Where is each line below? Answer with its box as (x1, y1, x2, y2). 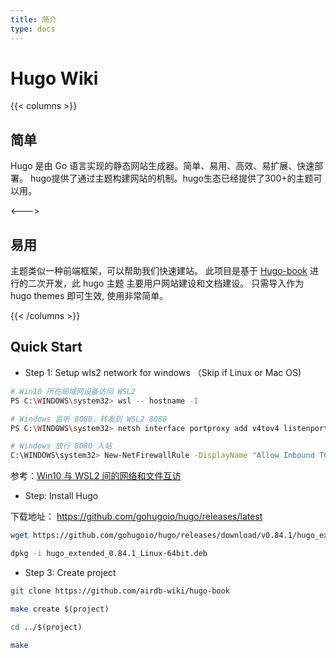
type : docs (10, 24, 56, 34)
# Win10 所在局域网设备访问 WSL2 (10, 386, 137, 396)
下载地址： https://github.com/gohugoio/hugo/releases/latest (10, 511, 263, 523)
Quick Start (10, 339, 83, 356)
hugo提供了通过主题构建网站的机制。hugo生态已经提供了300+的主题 (29, 172, 314, 185)
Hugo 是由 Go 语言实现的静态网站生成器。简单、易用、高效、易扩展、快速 (10, 160, 315, 172)
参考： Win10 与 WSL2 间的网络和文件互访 (10, 470, 182, 482)
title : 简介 (10, 14, 57, 25)
